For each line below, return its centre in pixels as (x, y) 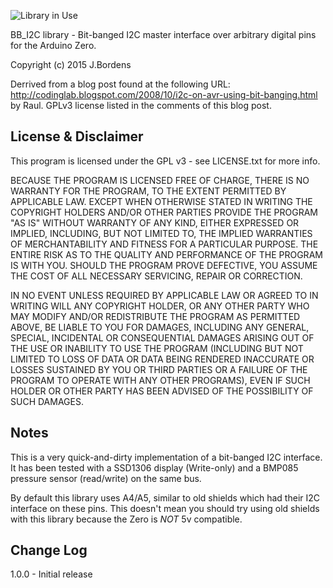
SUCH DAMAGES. (47, 401)
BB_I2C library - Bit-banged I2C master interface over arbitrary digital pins (163, 34)
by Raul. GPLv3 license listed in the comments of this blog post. (141, 105)
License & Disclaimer (77, 136)
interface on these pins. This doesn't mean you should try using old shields (165, 508)
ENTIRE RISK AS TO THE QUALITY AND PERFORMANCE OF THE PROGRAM (166, 254)
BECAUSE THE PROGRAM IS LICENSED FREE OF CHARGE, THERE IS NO (160, 180)
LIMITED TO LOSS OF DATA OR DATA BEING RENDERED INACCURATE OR (162, 359)
